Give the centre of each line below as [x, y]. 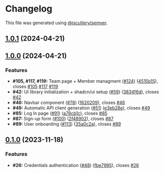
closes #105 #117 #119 [35, 87]
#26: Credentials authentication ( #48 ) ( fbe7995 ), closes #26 [76, 165]
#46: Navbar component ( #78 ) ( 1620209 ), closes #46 [69, 103]
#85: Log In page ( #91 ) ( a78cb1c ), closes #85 [60, 113]
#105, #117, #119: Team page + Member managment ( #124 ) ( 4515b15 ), [85, 81]
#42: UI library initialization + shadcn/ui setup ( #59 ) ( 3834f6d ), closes [86, 92]
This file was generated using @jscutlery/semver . [57, 23]
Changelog [29, 9]
